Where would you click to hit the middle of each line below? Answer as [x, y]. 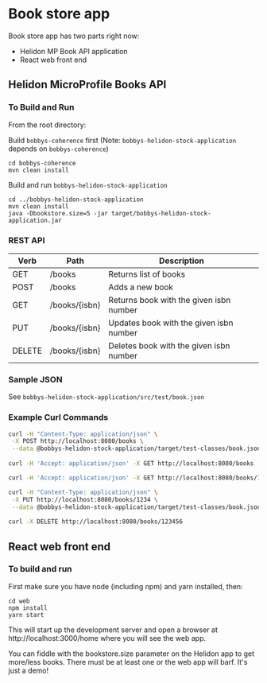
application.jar [35, 220]
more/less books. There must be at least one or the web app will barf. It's [128, 662]
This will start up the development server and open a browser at [113, 630]
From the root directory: [47, 125]
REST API [27, 240]
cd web [19, 601]
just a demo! [29, 670]
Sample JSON [35, 379]
